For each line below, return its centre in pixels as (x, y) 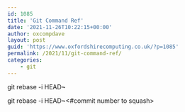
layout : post (27, 40)
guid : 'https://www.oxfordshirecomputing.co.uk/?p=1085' (93, 47)
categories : (25, 60)
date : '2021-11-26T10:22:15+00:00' (60, 27)
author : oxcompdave (36, 34)
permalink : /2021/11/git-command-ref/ (65, 54)
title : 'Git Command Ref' (45, 21)
